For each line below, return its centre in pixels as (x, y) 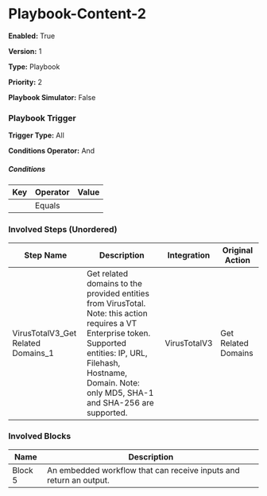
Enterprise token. (118, 333)
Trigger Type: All (37, 135)
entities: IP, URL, (117, 353)
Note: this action (117, 313)
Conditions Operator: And (52, 151)
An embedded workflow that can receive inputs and (143, 470)
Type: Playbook (34, 66)
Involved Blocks (40, 436)
